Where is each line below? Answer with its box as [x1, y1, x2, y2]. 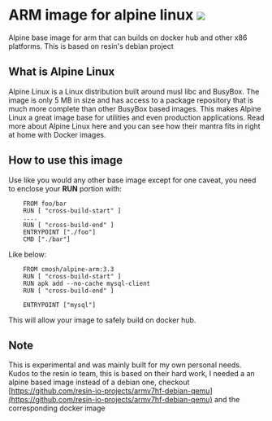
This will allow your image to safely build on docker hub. [8, 315, 196, 325]
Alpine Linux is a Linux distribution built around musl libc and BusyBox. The [8, 86, 260, 96]
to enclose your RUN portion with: [8, 183, 122, 193]
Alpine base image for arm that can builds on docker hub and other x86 [8, 33, 248, 42]
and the [214, 395, 240, 405]
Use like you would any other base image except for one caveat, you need [8, 175, 257, 185]
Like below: [8, 249, 47, 259]
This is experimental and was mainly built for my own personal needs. [8, 360, 242, 370]
